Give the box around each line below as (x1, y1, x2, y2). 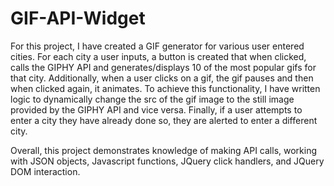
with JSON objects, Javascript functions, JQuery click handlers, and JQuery (10, 155, 325, 167)
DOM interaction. (10, 165, 81, 177)
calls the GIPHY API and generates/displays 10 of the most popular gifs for (10, 61, 317, 73)
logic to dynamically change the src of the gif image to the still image (10, 93, 295, 105)
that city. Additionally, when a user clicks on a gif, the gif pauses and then (10, 72, 314, 84)
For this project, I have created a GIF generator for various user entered (10, 40, 305, 52)
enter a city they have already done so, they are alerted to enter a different (10, 114, 318, 126)
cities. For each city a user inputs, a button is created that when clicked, (10, 50, 307, 62)
